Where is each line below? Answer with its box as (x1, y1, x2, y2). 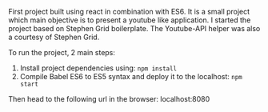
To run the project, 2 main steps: (8, 48, 116, 57)
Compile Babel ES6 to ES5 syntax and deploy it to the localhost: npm (19, 72, 242, 81)
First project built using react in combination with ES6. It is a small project (8, 7, 250, 16)
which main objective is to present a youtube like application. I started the (8, 15, 251, 25)
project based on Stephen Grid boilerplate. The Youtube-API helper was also (8, 24, 261, 33)
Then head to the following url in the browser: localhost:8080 (8, 94, 210, 103)
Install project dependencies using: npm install (19, 63, 178, 73)
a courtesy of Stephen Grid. (8, 32, 100, 42)
